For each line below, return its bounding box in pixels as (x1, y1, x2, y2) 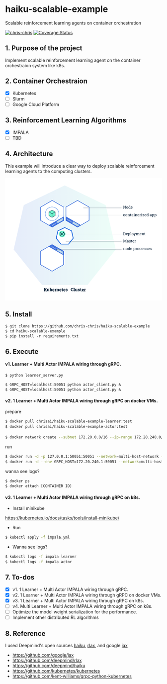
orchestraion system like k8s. (5, 62, 66, 68)
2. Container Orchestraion (5, 77, 88, 86)
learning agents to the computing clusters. (5, 168, 92, 174)
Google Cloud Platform (12, 101, 60, 107)
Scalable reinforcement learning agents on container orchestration (5, 20, 142, 26)
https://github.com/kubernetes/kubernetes (12, 668, 100, 674)
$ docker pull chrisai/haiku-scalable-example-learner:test (5, 419, 133, 424)
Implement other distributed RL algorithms (12, 614, 99, 620)
